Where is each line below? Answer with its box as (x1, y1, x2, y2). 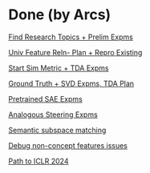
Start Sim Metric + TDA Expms (8, 62, 109, 73)
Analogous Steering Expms (8, 110, 98, 119)
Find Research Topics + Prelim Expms (8, 32, 134, 42)
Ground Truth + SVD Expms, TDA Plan (8, 78, 135, 88)
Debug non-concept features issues (8, 140, 128, 150)
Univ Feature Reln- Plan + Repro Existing (8, 47, 143, 57)
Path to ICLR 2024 (8, 156, 69, 166)
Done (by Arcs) (8, 6, 111, 24)
